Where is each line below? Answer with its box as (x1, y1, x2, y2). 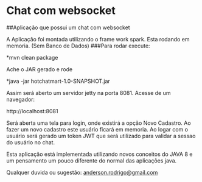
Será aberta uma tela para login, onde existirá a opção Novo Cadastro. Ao (6, 119, 191, 127)
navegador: (6, 96, 35, 103)
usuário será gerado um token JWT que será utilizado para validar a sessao (6, 132, 196, 139)
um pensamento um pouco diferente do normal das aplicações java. (6, 156, 177, 164)
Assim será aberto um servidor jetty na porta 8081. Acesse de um (6, 89, 171, 96)
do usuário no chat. (6, 138, 55, 146)
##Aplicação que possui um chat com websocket (6, 24, 130, 31)
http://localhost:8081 (6, 107, 58, 114)
